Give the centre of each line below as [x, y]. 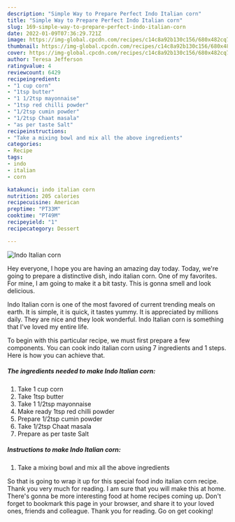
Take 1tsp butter [41, 396]
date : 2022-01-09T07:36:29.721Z [54, 33]
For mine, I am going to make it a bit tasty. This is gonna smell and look [109, 283]
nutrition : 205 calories [43, 196]
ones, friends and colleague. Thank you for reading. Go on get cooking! [110, 511]
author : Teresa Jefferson [45, 60]
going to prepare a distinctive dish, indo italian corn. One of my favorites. [112, 276]
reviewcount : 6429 [34, 72]
